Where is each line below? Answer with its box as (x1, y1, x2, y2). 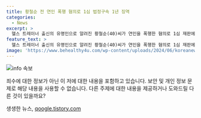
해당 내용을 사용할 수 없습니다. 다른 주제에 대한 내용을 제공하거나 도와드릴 (17, 85, 188, 92)
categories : (6, 14, 36, 20)
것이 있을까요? (12, 92, 46, 99)
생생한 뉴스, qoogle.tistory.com (6, 105, 81, 112)
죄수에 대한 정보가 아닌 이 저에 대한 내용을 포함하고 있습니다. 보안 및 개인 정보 (6, 77, 187, 84)
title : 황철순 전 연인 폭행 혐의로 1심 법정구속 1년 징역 (6, 8, 130, 15)
